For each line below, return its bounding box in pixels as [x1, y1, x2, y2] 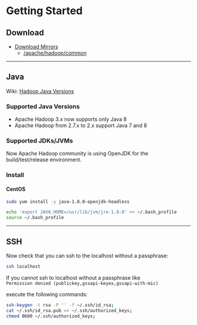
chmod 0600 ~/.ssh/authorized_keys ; [6, 313, 96, 319]
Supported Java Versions [6, 102, 80, 110]
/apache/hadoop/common [23, 49, 87, 57]
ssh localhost [6, 263, 41, 269]
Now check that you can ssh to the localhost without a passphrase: [6, 252, 168, 259]
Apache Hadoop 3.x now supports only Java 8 [14, 116, 127, 123]
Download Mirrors [14, 43, 59, 50]
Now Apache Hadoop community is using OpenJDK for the [6, 150, 148, 157]
